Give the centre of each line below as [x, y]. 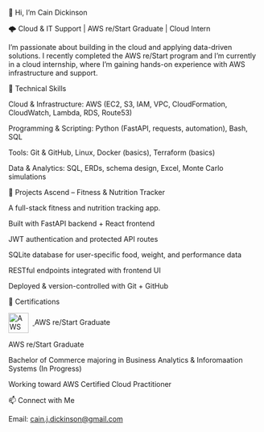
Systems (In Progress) [45, 368]
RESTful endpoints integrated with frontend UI [85, 270]
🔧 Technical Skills [37, 88]
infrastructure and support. [53, 73]
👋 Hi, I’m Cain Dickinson [48, 12]
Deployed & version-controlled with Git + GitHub [89, 286]
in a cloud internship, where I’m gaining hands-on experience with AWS [127, 64]
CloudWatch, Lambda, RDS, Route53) [70, 112]
